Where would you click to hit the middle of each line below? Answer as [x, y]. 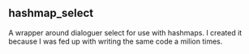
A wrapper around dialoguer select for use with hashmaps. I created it [125, 32]
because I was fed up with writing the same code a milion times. [116, 41]
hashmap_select [51, 13]
